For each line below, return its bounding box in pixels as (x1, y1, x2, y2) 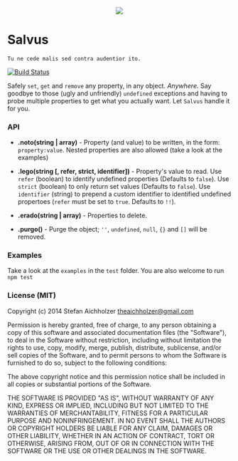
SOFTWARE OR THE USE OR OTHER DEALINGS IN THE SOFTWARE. (7, 446, 207, 455)
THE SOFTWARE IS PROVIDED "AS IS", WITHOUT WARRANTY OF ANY (7, 393, 215, 402)
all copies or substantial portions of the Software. (7, 380, 151, 388)
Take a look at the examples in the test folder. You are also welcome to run (7, 266, 225, 275)
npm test (7, 274, 33, 281)
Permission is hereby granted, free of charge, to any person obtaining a (7, 321, 217, 329)
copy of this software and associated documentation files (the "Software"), (7, 328, 227, 336)
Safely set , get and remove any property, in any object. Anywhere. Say (7, 81, 212, 90)
